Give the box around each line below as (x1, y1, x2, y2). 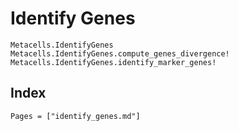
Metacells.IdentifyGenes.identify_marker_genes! (10, 57, 217, 67)
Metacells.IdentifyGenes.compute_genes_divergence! (10, 48, 230, 59)
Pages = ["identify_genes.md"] (10, 111, 141, 121)
